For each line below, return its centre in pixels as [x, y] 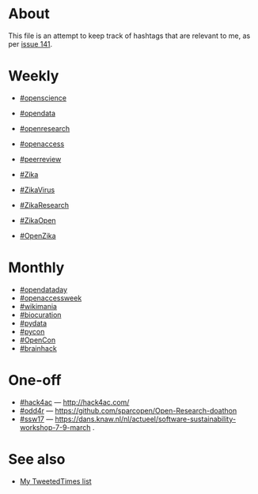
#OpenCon [38, 340]
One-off [35, 380]
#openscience [43, 98]
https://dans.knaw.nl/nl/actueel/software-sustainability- [145, 419]
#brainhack [38, 348]
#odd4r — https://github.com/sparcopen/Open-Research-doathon [128, 410]
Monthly [36, 268]
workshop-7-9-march [55, 427]
